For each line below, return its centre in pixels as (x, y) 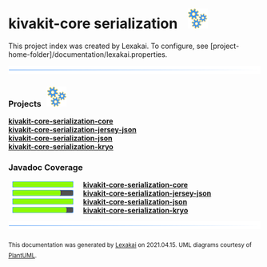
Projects (25, 103)
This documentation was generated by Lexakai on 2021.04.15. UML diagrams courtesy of (130, 245)
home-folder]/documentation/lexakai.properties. (88, 54)
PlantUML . (23, 255)
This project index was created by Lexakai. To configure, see (109, 46)
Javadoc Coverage (46, 167)
